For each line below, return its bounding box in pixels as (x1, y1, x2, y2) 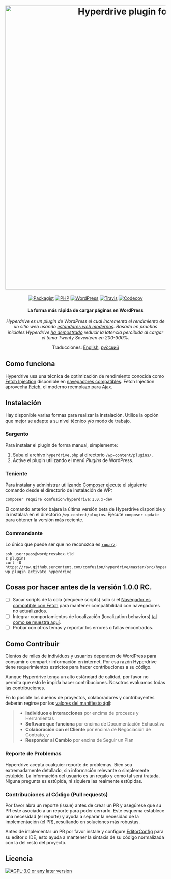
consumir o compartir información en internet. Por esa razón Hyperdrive (5, 658, 157, 665)
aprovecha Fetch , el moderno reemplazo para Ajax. (5, 384, 113, 390)
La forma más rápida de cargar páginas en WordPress (27, 307, 144, 313)
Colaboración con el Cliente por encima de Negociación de (25, 727, 151, 733)
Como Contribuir (5, 640, 60, 648)
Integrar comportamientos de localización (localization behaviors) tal (12, 613, 157, 619)
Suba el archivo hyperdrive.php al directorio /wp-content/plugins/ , (12, 452, 153, 458)
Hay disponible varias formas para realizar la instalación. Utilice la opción (5, 412, 159, 418)
